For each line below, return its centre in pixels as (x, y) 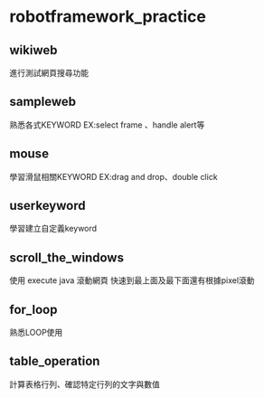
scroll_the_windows (67, 257)
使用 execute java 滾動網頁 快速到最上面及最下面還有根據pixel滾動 (132, 280)
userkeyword (47, 206)
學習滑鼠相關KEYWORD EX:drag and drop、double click (114, 176)
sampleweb (43, 102)
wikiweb (33, 50)
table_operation (55, 361)
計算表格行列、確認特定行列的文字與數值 (85, 384)
